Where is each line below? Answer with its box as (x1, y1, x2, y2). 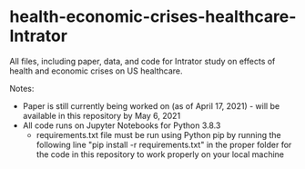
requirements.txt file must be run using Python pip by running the (36, 129, 281, 140)
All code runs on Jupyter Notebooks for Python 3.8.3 (22, 120, 221, 131)
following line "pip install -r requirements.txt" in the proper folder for (36, 139, 292, 150)
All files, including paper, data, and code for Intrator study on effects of (9, 55, 276, 66)
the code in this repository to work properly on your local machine (36, 148, 285, 160)
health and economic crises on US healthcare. (9, 65, 184, 76)
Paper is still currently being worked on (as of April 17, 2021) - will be (22, 100, 280, 111)
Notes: (9, 83, 35, 94)
